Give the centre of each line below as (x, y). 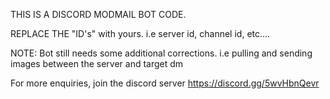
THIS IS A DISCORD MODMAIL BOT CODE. (98, 14)
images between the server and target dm (97, 63)
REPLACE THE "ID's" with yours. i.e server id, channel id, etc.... (140, 33)
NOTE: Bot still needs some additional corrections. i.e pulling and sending (161, 53)
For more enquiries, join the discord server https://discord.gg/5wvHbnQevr (165, 83)
